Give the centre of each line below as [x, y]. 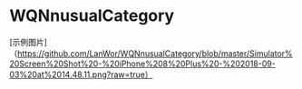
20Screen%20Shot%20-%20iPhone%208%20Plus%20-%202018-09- [143, 64]
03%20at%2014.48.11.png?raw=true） [81, 74]
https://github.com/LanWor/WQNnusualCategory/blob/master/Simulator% [155, 53]
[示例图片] [29, 42]
